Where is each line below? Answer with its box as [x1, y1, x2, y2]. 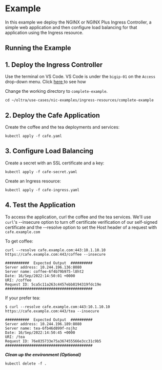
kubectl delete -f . [5, 361, 47, 366]
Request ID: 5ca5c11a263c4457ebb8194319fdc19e [5, 282, 101, 287]
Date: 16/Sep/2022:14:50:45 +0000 [5, 330, 76, 335]
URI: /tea [5, 334, 25, 339]
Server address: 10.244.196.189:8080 [5, 321, 82, 326]
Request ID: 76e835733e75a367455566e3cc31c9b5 [5, 339, 101, 344]
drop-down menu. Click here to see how [5, 79, 86, 85]
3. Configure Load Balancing [5, 147, 94, 155]
